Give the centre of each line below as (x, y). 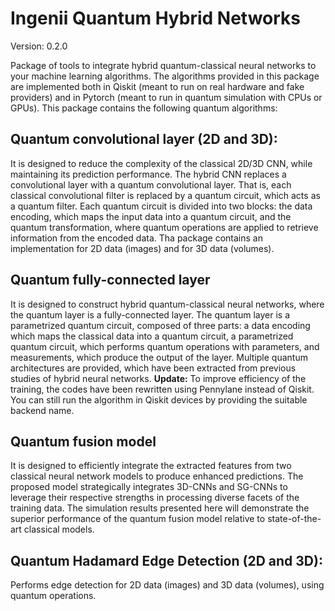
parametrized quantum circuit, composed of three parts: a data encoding (160, 325)
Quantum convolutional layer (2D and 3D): (144, 139)
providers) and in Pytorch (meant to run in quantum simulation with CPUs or (166, 97)
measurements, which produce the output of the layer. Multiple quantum (159, 357)
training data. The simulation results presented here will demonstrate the (160, 508)
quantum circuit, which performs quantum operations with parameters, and (165, 346)
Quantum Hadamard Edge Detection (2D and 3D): (166, 560)
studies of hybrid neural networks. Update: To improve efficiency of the (158, 378)
